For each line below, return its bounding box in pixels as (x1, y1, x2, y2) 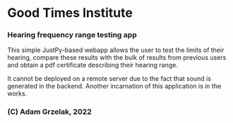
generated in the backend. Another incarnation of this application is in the (7, 82, 222, 91)
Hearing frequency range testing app (7, 30, 137, 40)
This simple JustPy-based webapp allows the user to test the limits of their (7, 46, 225, 54)
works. (7, 89, 28, 98)
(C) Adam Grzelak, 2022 (7, 107, 92, 117)
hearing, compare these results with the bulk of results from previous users (7, 53, 227, 62)
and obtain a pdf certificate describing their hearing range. (7, 61, 179, 70)
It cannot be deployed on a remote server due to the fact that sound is (7, 75, 212, 83)
